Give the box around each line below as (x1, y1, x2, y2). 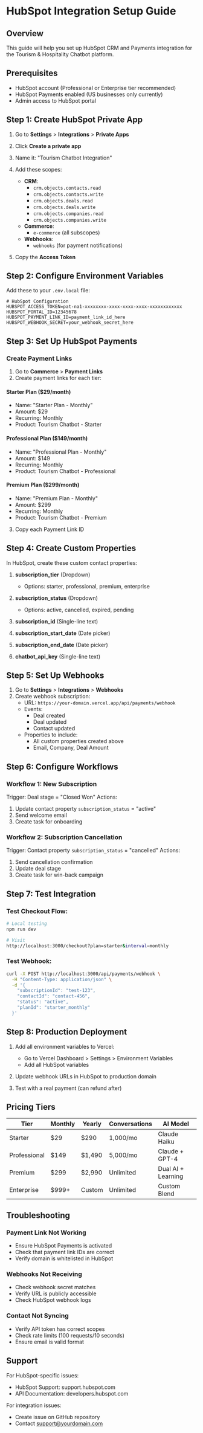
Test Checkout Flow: (6, 907, 68, 915)
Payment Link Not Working (6, 1228, 86, 1237)
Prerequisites (6, 68, 58, 79)
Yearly (82, 1119, 101, 1128)
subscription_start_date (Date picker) (14, 630, 111, 637)
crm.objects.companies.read (33, 210, 104, 217)
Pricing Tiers (6, 1102, 56, 1112)
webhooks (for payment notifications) (33, 242, 123, 249)
